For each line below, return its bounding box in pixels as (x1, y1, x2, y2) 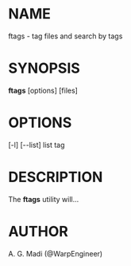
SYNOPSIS (8, 59, 81, 77)
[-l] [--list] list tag (8, 140, 65, 149)
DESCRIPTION (8, 169, 103, 186)
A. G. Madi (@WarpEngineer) (8, 248, 103, 258)
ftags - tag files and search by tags (8, 31, 123, 41)
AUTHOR (8, 222, 69, 240)
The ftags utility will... (8, 194, 79, 204)
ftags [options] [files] (8, 85, 78, 95)
